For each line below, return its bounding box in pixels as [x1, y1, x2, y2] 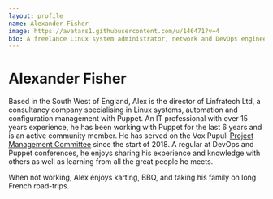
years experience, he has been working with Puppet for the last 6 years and [8, 123, 262, 132]
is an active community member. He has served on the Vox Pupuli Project [8, 131, 254, 141]
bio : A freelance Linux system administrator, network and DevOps [8, 34, 238, 43]
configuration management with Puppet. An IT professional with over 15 [8, 114, 249, 123]
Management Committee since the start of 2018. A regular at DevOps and [8, 140, 254, 149]
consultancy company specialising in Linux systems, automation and [8, 105, 238, 115]
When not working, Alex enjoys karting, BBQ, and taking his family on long [8, 172, 257, 183]
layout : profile [8, 11, 63, 20]
